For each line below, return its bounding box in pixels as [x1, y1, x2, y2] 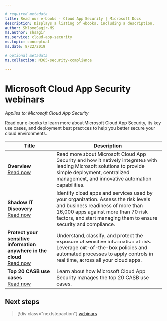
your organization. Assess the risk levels [56, 196, 151, 203]
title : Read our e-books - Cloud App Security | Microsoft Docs [5, 16, 141, 21]
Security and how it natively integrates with [56, 157, 158, 164]
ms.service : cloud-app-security [5, 35, 72, 40]
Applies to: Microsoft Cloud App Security [5, 110, 89, 116]
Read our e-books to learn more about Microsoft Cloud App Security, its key [5, 120, 161, 126]
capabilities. [56, 182, 84, 189]
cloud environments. [5, 130, 47, 137]
